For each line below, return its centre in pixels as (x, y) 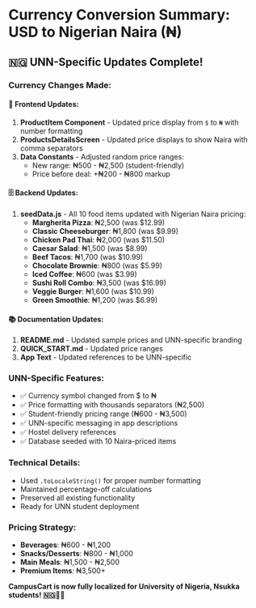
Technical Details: (44, 463)
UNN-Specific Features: (57, 378)
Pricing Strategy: (42, 527)
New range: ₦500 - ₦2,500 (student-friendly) (108, 165)
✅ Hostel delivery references (68, 432)
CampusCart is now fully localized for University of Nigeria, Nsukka (124, 586)
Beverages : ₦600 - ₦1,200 (65, 545)
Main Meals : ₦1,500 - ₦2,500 (69, 562)
